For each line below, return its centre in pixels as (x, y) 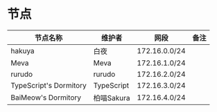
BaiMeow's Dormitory (46, 97)
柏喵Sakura (112, 97)
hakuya (23, 50)
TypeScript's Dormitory (49, 85)
